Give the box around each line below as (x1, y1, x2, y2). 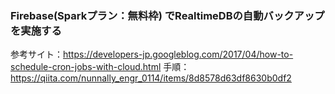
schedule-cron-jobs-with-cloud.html (10, 61, 162, 73)
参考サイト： (10, 48, 63, 61)
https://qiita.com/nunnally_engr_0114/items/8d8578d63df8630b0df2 (10, 72, 292, 84)
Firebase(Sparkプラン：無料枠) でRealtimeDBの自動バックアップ (10, 8, 325, 22)
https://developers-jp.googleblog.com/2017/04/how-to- (63, 48, 294, 61)
